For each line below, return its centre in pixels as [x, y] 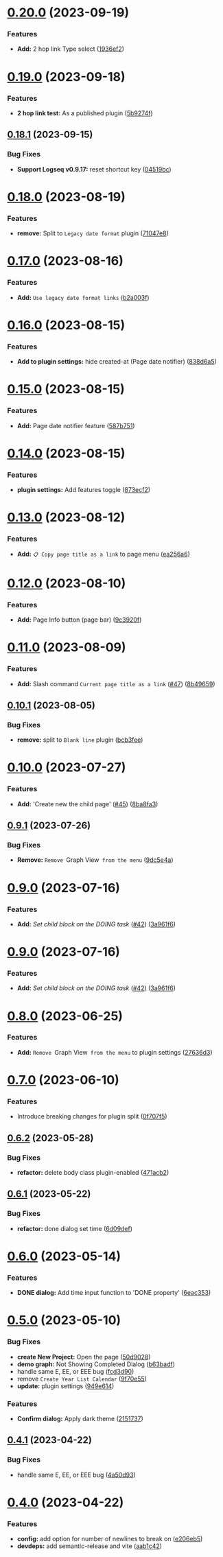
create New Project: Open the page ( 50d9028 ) [84, 1357]
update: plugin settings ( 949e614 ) [66, 1386]
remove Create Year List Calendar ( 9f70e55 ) [82, 1379]
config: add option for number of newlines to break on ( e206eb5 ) [110, 1539]
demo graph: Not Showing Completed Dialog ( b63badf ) [96, 1364]
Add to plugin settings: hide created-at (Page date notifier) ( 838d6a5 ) [117, 362]
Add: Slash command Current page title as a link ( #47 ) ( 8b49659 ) [116, 683]
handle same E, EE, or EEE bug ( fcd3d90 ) [75, 1371]
